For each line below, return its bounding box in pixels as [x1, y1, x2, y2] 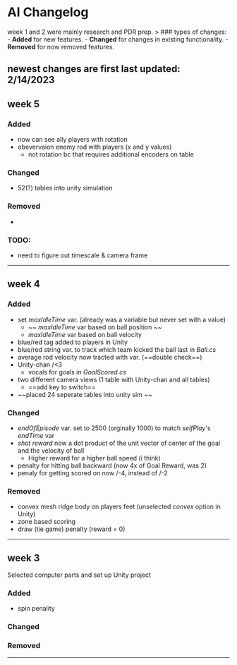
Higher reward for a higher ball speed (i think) [28, 453, 161, 462]
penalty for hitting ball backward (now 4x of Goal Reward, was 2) [17, 461, 207, 470]
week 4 [7, 278, 40, 290]
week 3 [7, 551, 40, 564]
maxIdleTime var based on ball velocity [28, 330, 142, 338]
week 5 [7, 98, 40, 110]
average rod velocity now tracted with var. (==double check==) [17, 353, 202, 361]
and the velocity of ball [17, 446, 85, 455]
